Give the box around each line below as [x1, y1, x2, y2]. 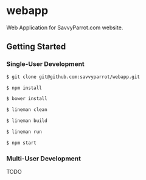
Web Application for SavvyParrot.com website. [6, 24, 123, 31]
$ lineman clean [6, 107, 47, 113]
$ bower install [6, 96, 47, 102]
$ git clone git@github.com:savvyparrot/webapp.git [6, 74, 140, 80]
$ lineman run [6, 129, 43, 135]
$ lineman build [6, 118, 47, 124]
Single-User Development [6, 60, 85, 68]
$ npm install [6, 85, 43, 91]
